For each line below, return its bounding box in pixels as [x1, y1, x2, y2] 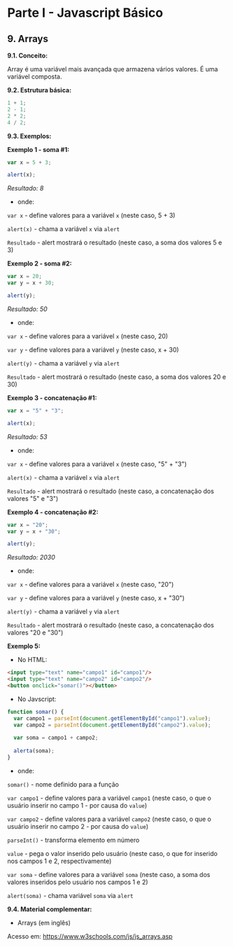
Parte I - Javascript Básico [7, 5, 163, 21]
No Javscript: [17, 695, 57, 703]
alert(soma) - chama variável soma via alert [7, 891, 134, 899]
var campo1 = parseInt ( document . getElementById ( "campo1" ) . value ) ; [13, 714, 211, 722]
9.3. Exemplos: [7, 132, 52, 140]
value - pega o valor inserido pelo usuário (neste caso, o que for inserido [7, 849, 218, 857]
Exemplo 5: [7, 642, 41, 651]
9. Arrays [7, 33, 49, 45]
